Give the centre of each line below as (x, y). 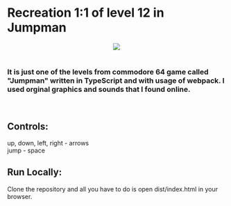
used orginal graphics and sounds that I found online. (99, 89)
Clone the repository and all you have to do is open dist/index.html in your (113, 189)
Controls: (28, 126)
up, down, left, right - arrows (48, 143)
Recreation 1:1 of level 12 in (86, 13)
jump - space (26, 150)
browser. (20, 196)
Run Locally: (35, 172)
